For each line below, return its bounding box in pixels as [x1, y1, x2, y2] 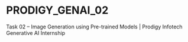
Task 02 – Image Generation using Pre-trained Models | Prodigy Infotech [6, 23, 183, 30]
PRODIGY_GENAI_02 [6, 4, 109, 17]
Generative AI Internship [6, 29, 66, 36]
